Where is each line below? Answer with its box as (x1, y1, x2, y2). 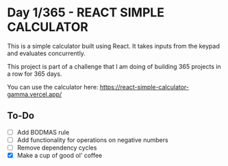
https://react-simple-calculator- (99, 83, 190, 91)
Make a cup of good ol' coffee (16, 151, 103, 159)
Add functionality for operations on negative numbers (16, 135, 169, 144)
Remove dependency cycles (16, 143, 97, 152)
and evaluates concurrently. (7, 49, 86, 57)
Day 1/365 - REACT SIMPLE (7, 5, 164, 20)
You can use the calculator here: (7, 83, 99, 91)
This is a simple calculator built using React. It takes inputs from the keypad (7, 42, 220, 50)
